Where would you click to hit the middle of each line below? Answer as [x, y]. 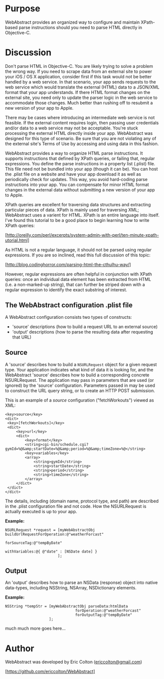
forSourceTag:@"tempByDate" [34, 543]
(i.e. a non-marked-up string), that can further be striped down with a [75, 284]
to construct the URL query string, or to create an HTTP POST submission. [80, 390]
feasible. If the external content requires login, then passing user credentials [82, 123]
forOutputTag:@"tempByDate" [104, 615]
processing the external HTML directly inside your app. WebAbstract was [79, 133]
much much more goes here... [35, 628]
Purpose [23, 9]
